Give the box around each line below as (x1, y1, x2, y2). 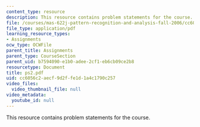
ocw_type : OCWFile (6, 42, 52, 48)
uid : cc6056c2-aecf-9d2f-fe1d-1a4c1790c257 (6, 75, 116, 81)
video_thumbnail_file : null (11, 86, 82, 92)
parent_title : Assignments (6, 48, 73, 54)
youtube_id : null (11, 97, 55, 103)
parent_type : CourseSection (6, 53, 76, 59)
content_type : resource (6, 8, 65, 15)
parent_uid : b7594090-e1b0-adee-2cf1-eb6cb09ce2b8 (6, 58, 135, 64)
